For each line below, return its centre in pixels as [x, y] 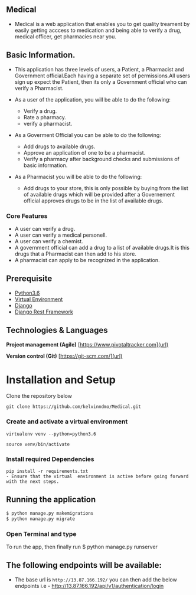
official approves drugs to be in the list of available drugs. [93, 201]
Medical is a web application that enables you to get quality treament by [102, 24]
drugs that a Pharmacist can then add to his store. [76, 254]
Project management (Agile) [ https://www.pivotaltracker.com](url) [87, 344]
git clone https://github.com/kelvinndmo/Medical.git [74, 407]
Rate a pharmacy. [45, 117]
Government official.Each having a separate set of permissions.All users [102, 76]
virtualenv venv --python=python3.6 [51, 434]
